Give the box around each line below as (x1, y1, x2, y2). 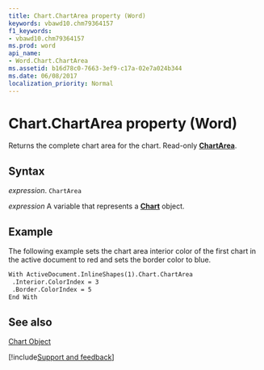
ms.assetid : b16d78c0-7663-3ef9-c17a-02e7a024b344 (8, 65, 182, 73)
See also (8, 315, 52, 329)
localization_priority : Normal (8, 79, 114, 87)
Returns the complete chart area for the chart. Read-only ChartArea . (8, 141, 237, 150)
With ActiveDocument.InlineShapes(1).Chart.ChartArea (8, 271, 194, 279)
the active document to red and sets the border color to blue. (8, 255, 212, 265)
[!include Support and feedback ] (8, 352, 115, 362)
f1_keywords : (8, 27, 52, 35)
